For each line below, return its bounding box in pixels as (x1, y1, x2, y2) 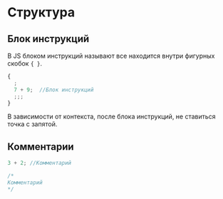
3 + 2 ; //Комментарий (7, 160, 72, 167)
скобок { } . (7, 59, 43, 68)
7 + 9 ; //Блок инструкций (14, 86, 94, 93)
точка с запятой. (7, 120, 58, 128)
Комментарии (7, 141, 74, 153)
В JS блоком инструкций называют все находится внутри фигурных (7, 51, 215, 60)
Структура (7, 4, 76, 21)
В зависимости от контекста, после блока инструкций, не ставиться (7, 112, 216, 121)
